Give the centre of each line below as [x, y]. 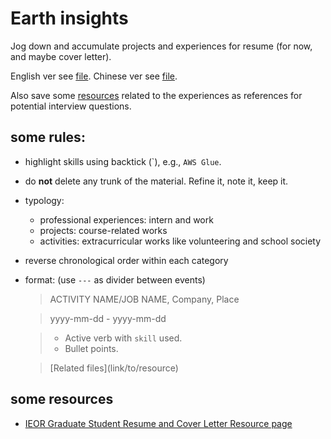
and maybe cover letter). [61, 56]
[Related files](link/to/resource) [114, 368]
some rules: [48, 137]
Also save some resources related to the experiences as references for [156, 95]
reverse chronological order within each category [126, 260]
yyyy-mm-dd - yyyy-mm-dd [108, 318]
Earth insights [69, 18]
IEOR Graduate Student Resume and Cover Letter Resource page [158, 423]
